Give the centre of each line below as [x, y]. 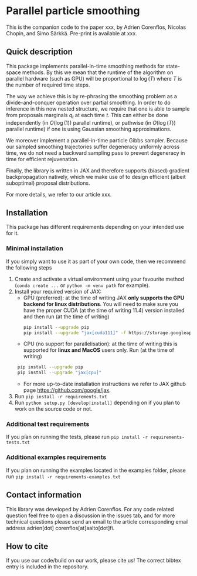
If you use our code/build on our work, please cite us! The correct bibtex [94, 561]
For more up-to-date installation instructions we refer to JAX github [105, 384]
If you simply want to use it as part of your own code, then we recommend [96, 261]
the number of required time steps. [48, 85]
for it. [13, 233]
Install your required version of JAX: [58, 291]
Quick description [40, 52]
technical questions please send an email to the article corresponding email [97, 521]
